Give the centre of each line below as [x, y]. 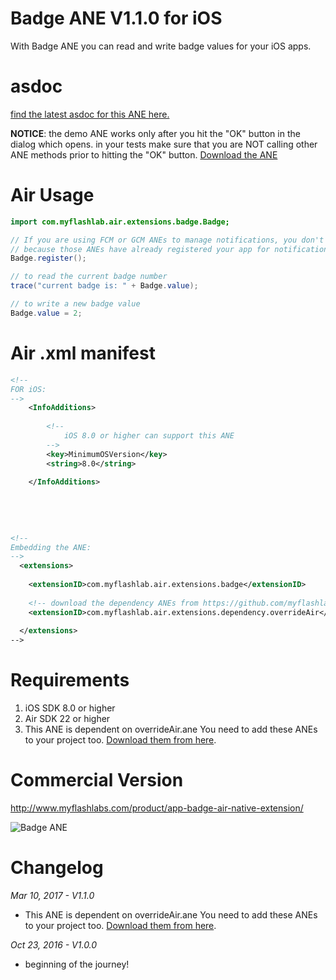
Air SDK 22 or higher [67, 719]
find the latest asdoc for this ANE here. [90, 114]
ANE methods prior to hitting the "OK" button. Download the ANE [144, 154]
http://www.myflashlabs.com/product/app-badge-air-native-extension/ [157, 808]
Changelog [57, 868]
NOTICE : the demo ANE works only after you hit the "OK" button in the [155, 133]
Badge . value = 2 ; [46, 313]
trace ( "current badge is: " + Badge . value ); [104, 286]
